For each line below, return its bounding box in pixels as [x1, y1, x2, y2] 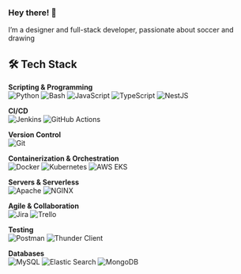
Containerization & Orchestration [8, 154, 120, 163]
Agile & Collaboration [8, 201, 79, 211]
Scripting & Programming [8, 82, 93, 92]
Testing [8, 225, 34, 234]
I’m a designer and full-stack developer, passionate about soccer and [8, 25, 235, 35]
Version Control [8, 130, 62, 139]
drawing [8, 33, 36, 43]
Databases [8, 249, 45, 258]
